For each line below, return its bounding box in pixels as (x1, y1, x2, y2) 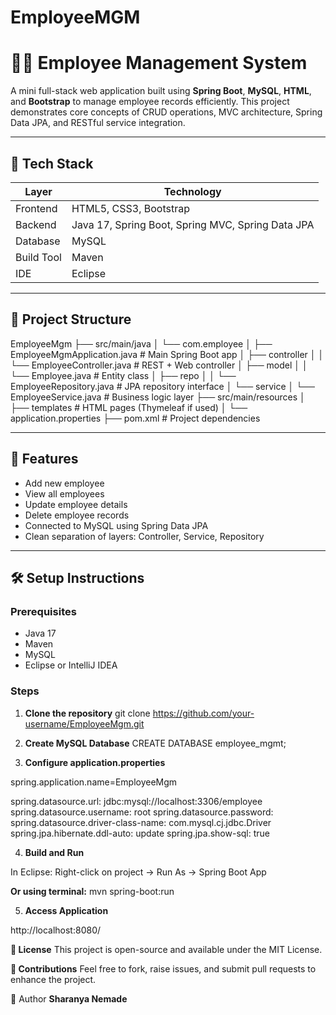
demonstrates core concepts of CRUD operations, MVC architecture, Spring (10, 106, 323, 118)
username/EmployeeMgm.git (24, 717, 145, 730)
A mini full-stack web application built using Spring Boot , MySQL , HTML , (10, 85, 312, 97)
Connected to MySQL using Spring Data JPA (24, 519, 209, 531)
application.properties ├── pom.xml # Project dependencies (10, 412, 261, 424)
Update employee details (24, 498, 128, 510)
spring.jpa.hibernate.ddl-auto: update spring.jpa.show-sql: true (10, 827, 271, 839)
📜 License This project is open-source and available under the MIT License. (10, 943, 323, 955)
